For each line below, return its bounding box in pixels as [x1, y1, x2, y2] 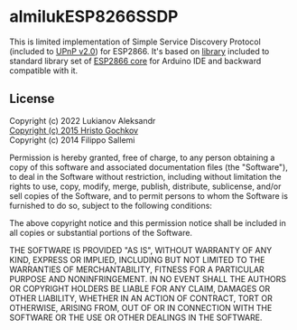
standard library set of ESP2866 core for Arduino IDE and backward [9, 55, 262, 66]
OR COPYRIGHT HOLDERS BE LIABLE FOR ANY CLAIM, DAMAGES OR [9, 283, 271, 294]
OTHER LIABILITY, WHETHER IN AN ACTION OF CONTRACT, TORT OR [9, 292, 273, 304]
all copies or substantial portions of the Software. [9, 227, 192, 238]
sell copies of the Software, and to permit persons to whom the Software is [9, 190, 289, 201]
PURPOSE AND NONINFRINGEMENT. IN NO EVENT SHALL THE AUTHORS [9, 273, 287, 284]
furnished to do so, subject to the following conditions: [9, 200, 212, 211]
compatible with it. [9, 65, 79, 76]
